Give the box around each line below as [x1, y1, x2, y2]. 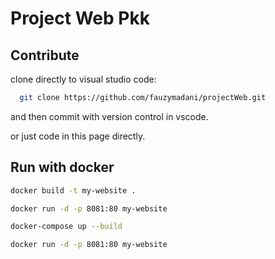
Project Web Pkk [10, 7, 150, 30]
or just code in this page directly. [10, 130, 146, 142]
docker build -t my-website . [10, 185, 137, 196]
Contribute [10, 47, 80, 64]
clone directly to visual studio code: [10, 73, 157, 85]
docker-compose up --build [10, 222, 123, 232]
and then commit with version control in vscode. [10, 110, 209, 122]
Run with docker [10, 159, 115, 176]
